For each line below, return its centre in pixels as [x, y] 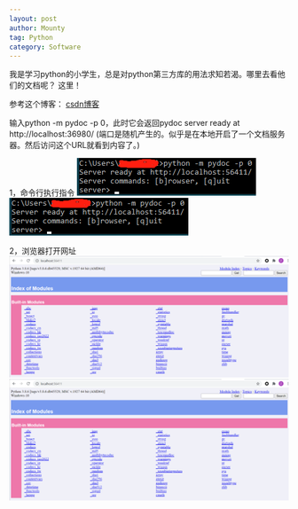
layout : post [33, 19]
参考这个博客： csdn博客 [55, 104]
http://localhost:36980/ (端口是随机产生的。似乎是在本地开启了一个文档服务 [147, 134]
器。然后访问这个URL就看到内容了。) [74, 145]
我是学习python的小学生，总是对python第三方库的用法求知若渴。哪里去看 [143, 74]
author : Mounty [37, 28]
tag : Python [31, 37]
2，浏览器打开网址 [43, 251]
